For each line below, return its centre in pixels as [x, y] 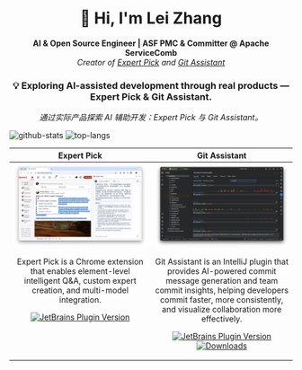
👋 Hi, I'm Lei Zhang [151, 18]
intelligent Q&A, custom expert [80, 280]
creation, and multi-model [80, 290]
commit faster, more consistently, [222, 299]
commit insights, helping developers [222, 290]
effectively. [222, 319]
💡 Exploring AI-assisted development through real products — [151, 85]
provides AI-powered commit [222, 271]
